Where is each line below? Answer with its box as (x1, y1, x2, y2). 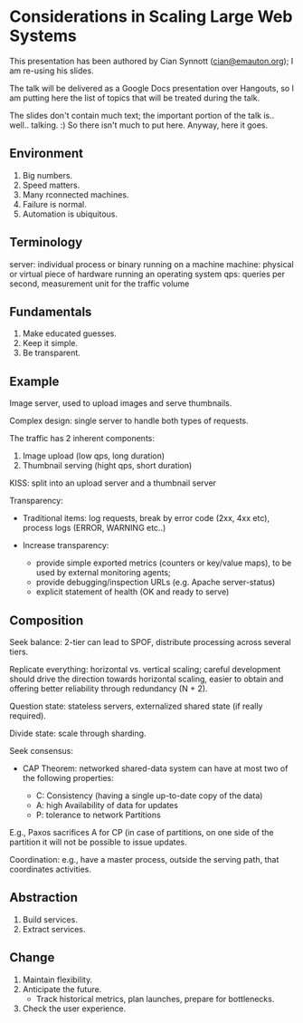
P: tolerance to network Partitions (35, 809, 161, 820)
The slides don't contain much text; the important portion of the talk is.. (9, 110, 275, 121)
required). (9, 710, 47, 721)
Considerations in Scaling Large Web (9, 6, 293, 27)
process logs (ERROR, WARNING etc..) (22, 523, 166, 534)
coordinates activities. (9, 864, 92, 874)
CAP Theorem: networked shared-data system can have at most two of (22, 763, 289, 774)
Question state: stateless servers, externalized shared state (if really (9, 700, 263, 711)
